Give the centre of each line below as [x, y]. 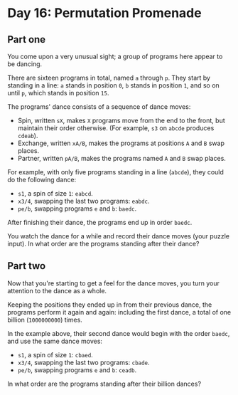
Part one [27, 39]
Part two [27, 266]
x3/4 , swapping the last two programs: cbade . [84, 362]
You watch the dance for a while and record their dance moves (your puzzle [118, 236]
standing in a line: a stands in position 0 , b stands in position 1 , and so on [114, 85]
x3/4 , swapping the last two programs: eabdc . [84, 201]
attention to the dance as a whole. [57, 290]
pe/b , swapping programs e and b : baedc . [77, 209]
